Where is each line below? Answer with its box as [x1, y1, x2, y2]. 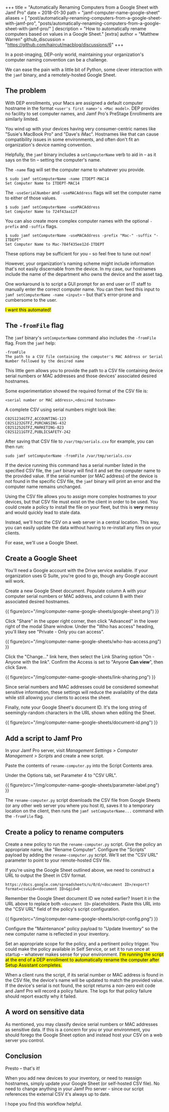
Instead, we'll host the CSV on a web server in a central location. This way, [5, 519, 160, 525]
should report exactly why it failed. [5, 993, 77, 999]
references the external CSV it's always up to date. [5, 1091, 111, 1097]
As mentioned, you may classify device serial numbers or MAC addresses [5, 1021, 158, 1027]
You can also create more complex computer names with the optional [5, 218, 149, 224]
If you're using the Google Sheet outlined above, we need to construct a [5, 867, 154, 873]
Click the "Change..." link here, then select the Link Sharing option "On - [5, 654, 155, 660]
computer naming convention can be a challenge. [5, 57, 108, 62]
